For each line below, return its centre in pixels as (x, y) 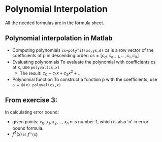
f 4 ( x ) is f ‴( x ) (25, 134)
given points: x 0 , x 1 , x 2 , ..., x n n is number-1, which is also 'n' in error (80, 122)
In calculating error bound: (32, 112)
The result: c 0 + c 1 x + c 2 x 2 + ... (51, 73)
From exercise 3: (31, 100)
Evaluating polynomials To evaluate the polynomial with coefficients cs (84, 62)
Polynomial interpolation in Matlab (59, 38)
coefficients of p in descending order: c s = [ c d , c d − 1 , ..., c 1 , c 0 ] (76, 56)
